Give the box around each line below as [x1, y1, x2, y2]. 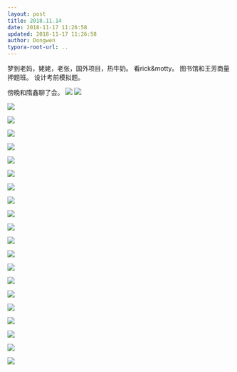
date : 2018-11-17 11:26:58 [7, 24, 88, 31]
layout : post [7, 10, 46, 18]
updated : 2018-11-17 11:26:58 [7, 30, 98, 38]
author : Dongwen [7, 37, 56, 44]
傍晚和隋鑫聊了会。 [7, 89, 64, 96]
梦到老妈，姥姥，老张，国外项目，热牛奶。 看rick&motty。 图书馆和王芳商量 [7, 64, 230, 72]
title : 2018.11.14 [7, 17, 62, 24]
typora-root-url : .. [7, 44, 69, 51]
